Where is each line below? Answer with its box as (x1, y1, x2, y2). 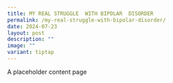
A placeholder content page (7, 67, 87, 76)
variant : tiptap (7, 49, 54, 56)
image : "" (7, 42, 36, 49)
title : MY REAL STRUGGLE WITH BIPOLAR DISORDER (7, 10, 154, 17)
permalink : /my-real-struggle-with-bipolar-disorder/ (7, 17, 167, 24)
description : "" (7, 36, 54, 43)
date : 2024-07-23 (7, 23, 58, 30)
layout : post (7, 29, 45, 37)
